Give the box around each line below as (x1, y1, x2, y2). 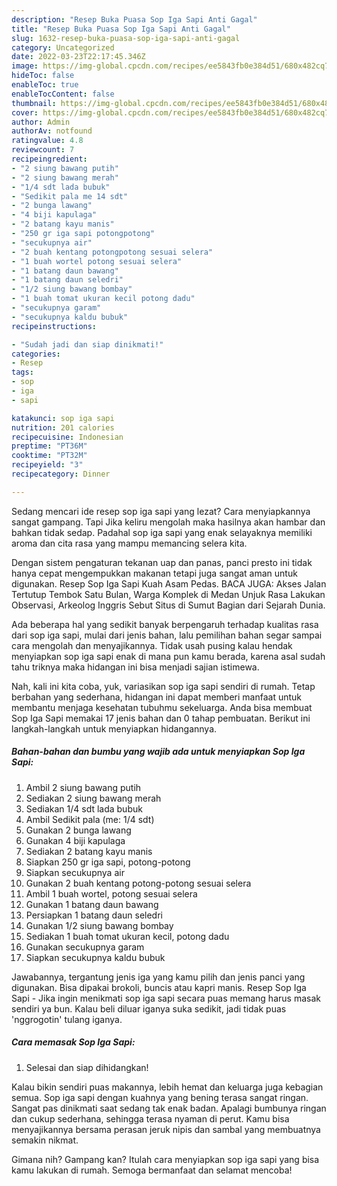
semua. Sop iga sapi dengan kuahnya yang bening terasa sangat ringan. (11, 1091, 309, 1103)
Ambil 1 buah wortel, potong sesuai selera (25, 887, 198, 900)
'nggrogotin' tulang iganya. (11, 1013, 123, 1025)
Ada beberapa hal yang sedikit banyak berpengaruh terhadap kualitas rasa (11, 618, 319, 630)
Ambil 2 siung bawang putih (25, 781, 142, 793)
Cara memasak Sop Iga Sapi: (11, 1036, 136, 1048)
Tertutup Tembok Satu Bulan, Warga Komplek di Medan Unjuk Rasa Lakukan (11, 588, 326, 600)
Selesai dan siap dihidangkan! (25, 1061, 149, 1073)
